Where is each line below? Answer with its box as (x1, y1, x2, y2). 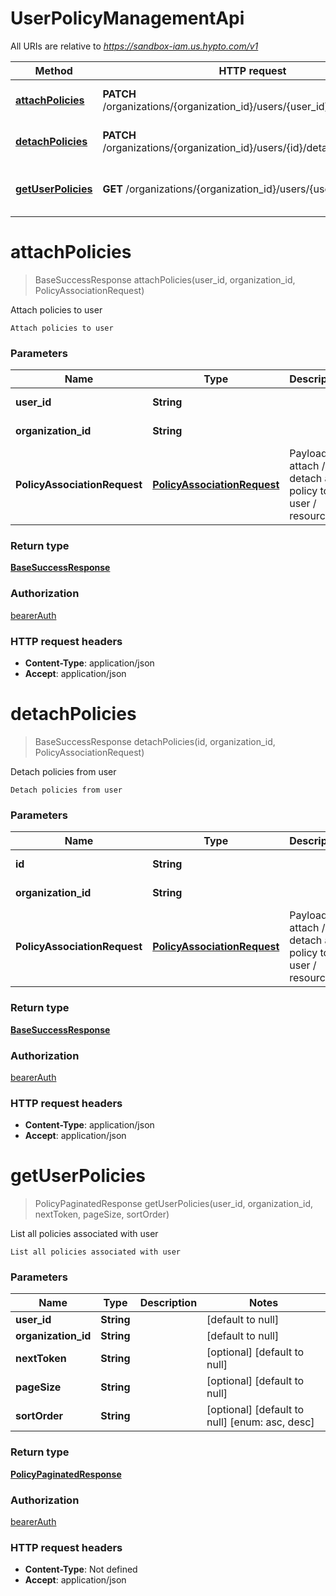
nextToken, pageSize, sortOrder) (34, 1208, 170, 1221)
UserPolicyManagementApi (10, 7, 245, 30)
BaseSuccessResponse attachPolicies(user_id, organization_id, (34, 273, 296, 286)
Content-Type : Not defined (24, 1563, 138, 1576)
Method (34, 63, 73, 77)
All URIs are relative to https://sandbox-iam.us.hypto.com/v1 (10, 40, 259, 52)
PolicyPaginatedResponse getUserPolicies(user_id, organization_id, (34, 1198, 314, 1210)
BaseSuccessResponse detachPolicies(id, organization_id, (34, 736, 276, 747)
